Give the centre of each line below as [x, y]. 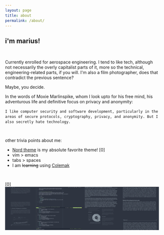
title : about [18, 15]
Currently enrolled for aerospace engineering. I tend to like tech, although [79, 62]
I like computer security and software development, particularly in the [82, 112]
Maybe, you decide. [25, 87]
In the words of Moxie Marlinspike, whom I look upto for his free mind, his [79, 97]
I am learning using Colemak [41, 165]
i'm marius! [23, 41]
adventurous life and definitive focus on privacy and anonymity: [69, 102]
